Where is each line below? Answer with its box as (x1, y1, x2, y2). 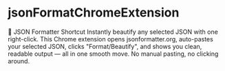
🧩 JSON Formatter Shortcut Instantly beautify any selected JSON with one (8, 28, 219, 36)
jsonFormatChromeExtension (8, 5, 180, 21)
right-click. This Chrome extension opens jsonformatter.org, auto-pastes (8, 34, 214, 43)
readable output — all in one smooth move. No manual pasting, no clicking (8, 50, 219, 58)
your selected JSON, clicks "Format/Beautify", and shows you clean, (8, 42, 202, 50)
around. (8, 57, 30, 65)
